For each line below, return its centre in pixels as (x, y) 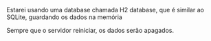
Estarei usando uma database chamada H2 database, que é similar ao (105, 10)
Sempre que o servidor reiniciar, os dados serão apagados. (90, 30)
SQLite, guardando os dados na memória (65, 17)
